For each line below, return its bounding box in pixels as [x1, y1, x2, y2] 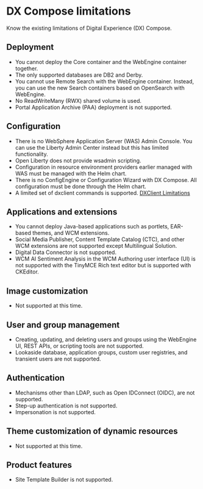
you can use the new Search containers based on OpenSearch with [15, 84, 185, 91]
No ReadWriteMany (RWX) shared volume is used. [15, 97, 142, 104]
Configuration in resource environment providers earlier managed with [15, 163, 193, 171]
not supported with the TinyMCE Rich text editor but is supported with [15, 262, 191, 269]
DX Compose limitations [6, 4, 131, 18]
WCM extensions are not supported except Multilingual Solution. [15, 242, 177, 250]
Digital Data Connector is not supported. [15, 248, 117, 256]
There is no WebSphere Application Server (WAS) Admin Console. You [15, 137, 193, 144]
